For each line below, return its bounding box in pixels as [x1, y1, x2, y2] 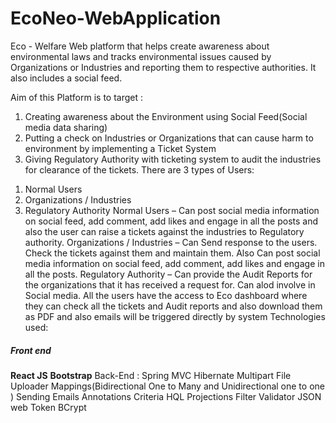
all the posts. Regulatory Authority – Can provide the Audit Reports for [24, 268, 313, 280]
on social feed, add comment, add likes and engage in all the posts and [24, 215, 319, 227]
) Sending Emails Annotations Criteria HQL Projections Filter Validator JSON [10, 390, 322, 402]
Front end [10, 344, 52, 356]
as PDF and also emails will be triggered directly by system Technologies [24, 310, 326, 322]
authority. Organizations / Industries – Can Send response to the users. [24, 236, 318, 248]
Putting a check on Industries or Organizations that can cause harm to [24, 132, 314, 144]
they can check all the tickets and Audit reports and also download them [24, 300, 323, 312]
